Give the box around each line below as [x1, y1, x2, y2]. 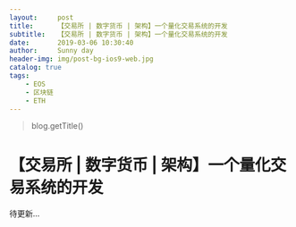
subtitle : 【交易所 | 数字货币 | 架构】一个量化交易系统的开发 [9, 29, 228, 38]
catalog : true [9, 63, 63, 72]
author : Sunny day [9, 46, 94, 55]
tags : [9, 71, 30, 80]
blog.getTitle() [30, 121, 84, 131]
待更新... [9, 208, 40, 219]
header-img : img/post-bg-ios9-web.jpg [9, 55, 154, 63]
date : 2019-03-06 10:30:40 [9, 38, 134, 47]
